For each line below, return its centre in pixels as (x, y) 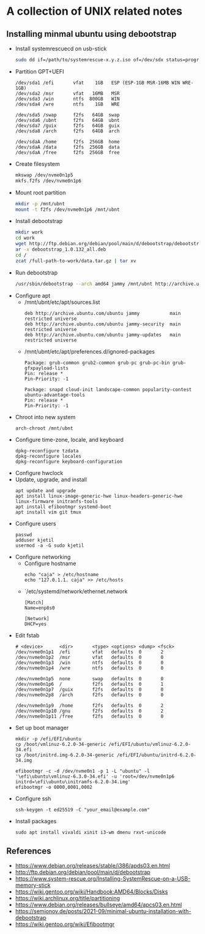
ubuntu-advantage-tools (55, 395)
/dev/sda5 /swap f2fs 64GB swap (67, 115)
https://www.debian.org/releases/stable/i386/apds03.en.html (92, 866)
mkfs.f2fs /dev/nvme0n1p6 (48, 181)
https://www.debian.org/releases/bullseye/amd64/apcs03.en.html (99, 905)
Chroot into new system (45, 417)
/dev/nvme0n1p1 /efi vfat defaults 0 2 (89, 652)
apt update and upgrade (46, 491)
